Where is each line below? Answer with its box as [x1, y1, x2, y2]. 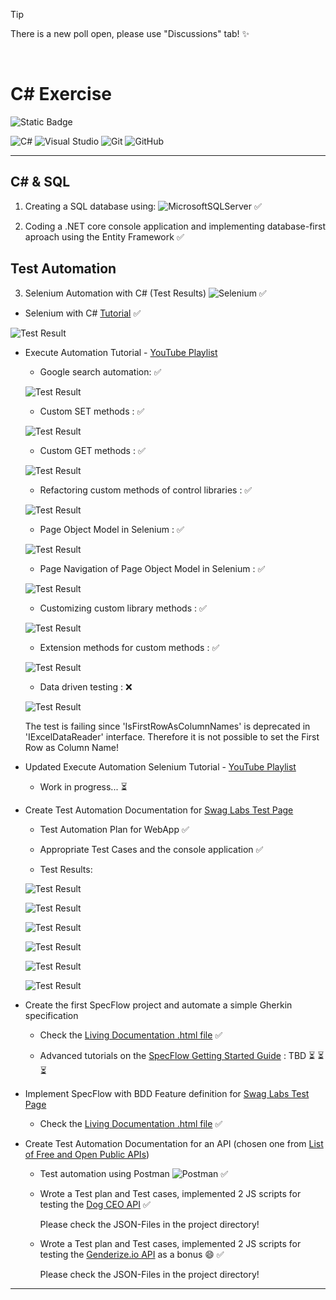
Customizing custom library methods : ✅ [39, 602, 207, 614]
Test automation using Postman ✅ [39, 1167, 229, 1179]
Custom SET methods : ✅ [39, 405, 145, 417]
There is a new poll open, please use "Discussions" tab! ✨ [10, 28, 250, 39]
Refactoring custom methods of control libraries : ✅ [39, 484, 253, 496]
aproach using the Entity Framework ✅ [24, 230, 185, 243]
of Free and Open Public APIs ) [24, 1148, 150, 1160]
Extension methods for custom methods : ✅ [39, 641, 220, 653]
